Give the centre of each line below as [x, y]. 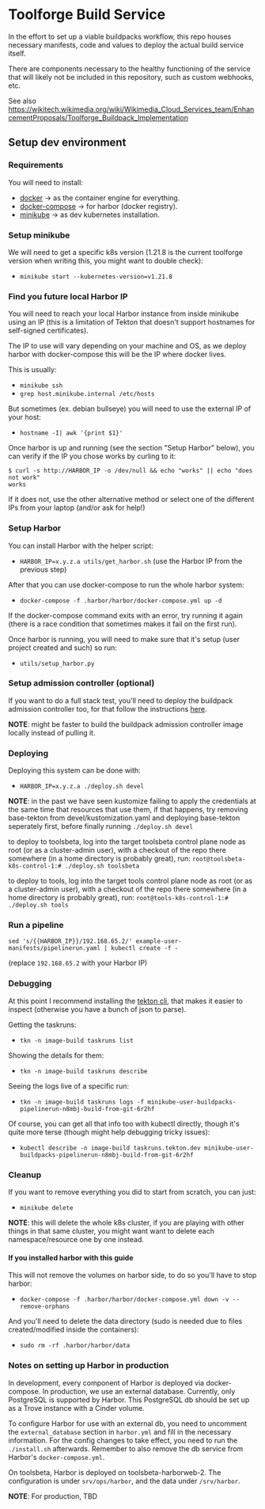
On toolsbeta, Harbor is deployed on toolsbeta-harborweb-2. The [115, 1472]
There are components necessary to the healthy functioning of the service [129, 68]
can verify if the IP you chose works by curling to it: [92, 456]
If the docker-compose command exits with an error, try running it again [126, 615]
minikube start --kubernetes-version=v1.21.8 [96, 276]
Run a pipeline [36, 926]
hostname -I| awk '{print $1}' [71, 433]
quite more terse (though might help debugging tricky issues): [109, 1132]
